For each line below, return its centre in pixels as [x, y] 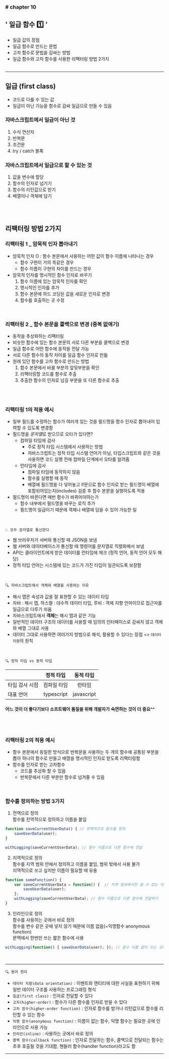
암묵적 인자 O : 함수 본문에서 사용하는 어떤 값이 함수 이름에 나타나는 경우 [83, 256]
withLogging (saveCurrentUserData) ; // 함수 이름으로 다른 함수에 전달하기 [86, 899]
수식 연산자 [23, 132]
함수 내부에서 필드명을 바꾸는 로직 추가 [58, 504]
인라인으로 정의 [27, 913]
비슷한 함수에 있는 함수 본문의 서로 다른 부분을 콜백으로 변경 [71, 342]
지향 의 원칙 [23, 641]
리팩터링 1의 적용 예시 [30, 410]
